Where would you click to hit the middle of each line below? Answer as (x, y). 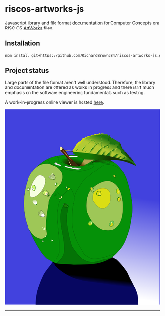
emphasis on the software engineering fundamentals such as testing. (75, 93)
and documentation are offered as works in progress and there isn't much (80, 87)
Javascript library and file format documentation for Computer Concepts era (82, 23)
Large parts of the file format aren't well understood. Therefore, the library (80, 83)
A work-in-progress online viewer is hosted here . (55, 102)
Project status (27, 71)
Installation (23, 43)
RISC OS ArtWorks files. (29, 28)
